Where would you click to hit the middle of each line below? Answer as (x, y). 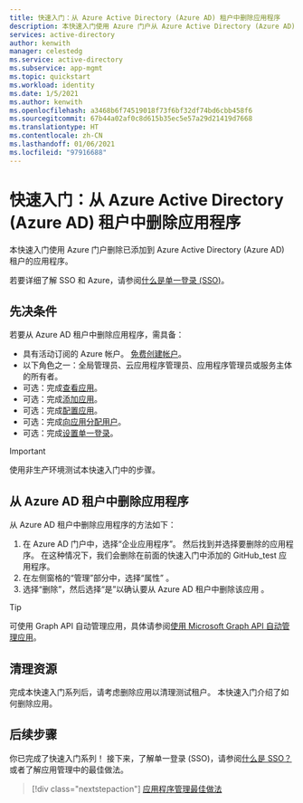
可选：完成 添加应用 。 (62, 399)
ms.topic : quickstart (50, 77)
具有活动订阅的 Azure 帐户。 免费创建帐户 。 (104, 354)
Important (28, 451)
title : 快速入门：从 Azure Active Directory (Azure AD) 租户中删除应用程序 (145, 18)
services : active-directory (62, 34)
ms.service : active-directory (66, 60)
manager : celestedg (46, 52)
